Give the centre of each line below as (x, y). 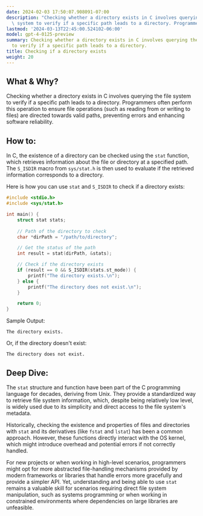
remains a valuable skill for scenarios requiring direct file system (86, 488)
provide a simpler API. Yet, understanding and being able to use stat (92, 481)
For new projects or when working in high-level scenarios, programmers (96, 462)
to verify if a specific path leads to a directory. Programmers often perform (99, 102)
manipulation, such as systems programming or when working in (87, 494)
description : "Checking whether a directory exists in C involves (92, 18)
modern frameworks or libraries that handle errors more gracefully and (94, 475)
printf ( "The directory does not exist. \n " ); (85, 287)
